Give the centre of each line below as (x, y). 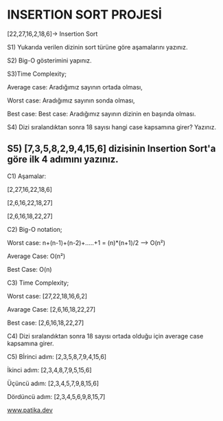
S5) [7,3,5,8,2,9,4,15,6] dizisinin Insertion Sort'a (111, 149)
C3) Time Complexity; (38, 283)
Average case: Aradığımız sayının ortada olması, (75, 87)
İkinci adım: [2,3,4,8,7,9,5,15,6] (49, 370)
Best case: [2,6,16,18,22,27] (46, 323)
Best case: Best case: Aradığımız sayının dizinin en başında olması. (102, 114)
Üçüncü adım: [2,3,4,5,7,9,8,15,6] (53, 383)
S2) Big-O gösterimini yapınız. (49, 60)
